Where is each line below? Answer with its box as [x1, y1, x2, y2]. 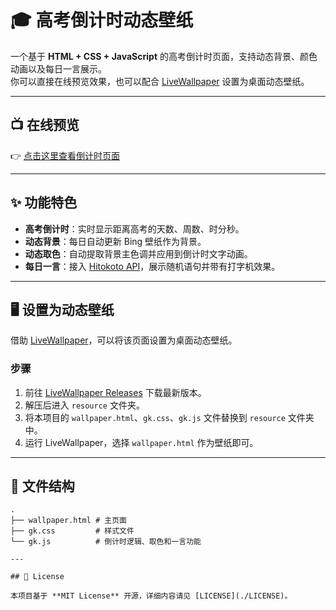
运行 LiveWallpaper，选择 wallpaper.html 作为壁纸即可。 [24, 436, 259, 448]
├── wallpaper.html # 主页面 [10, 516, 128, 526]
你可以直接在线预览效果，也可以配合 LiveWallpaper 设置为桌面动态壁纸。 [10, 75, 310, 87]
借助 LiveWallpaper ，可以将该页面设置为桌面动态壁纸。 [10, 334, 238, 346]
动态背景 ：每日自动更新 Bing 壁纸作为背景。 [24, 235, 207, 247]
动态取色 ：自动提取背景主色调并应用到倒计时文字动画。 [24, 247, 253, 260]
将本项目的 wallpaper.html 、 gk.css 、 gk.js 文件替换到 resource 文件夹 [24, 411, 315, 423]
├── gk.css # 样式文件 [10, 526, 135, 536]
